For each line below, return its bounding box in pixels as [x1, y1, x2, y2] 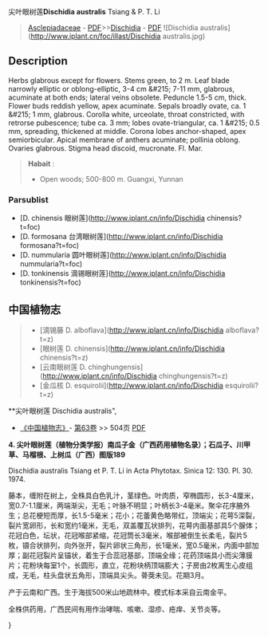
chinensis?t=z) [39, 352, 89, 362]
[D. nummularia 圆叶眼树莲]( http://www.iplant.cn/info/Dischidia [19, 250, 227, 260]
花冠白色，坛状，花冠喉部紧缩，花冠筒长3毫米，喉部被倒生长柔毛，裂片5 [8, 530, 247, 540]
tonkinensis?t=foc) [19, 277, 81, 287]
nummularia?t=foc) [19, 259, 83, 269]
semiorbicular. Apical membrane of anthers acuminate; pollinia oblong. [8, 135, 241, 144]
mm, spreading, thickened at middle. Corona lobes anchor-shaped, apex [8, 126, 246, 136]
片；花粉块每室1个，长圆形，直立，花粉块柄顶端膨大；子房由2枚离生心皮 [8, 560, 246, 570]
